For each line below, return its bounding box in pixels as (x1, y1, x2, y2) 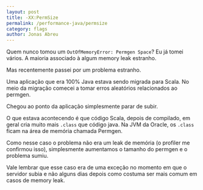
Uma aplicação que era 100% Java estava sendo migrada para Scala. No (6, 78, 190, 86)
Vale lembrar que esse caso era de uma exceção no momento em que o (6, 164, 187, 171)
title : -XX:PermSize (6, 15, 59, 21)
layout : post (6, 8, 40, 15)
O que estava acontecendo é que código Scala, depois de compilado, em (6, 115, 191, 122)
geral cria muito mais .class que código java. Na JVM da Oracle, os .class (6, 121, 194, 128)
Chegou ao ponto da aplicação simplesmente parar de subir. (6, 103, 158, 110)
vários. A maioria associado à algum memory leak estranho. (6, 55, 157, 62)
